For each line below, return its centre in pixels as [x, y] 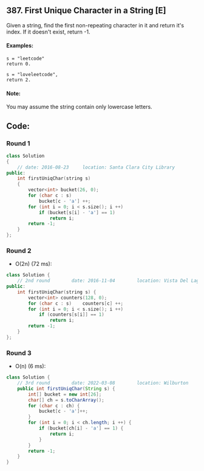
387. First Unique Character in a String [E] [86, 11]
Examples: [20, 46]
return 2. [19, 80]
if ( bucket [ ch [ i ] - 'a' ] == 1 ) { [81, 428]
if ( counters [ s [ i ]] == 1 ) [71, 315]
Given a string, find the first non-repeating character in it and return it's [95, 25]
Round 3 [19, 353]
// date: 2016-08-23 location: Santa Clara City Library [96, 167]
